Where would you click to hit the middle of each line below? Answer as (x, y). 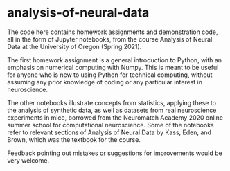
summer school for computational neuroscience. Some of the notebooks (110, 125)
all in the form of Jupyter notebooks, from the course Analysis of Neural (110, 39)
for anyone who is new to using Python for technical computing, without (110, 75)
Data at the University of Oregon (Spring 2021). (74, 46)
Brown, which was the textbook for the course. (74, 139)
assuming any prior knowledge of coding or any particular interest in (105, 82)
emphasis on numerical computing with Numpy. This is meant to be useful (113, 67)
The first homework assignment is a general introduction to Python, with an (115, 60)
